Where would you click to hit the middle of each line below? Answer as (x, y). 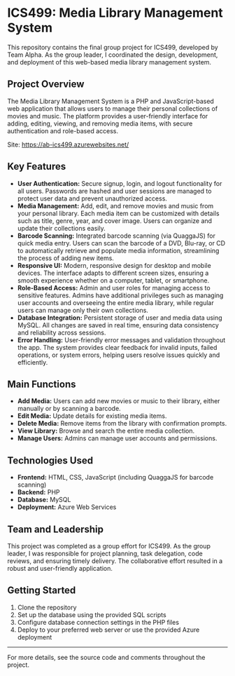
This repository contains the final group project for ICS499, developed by (113, 47)
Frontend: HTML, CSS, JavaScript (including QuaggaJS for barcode (115, 478)
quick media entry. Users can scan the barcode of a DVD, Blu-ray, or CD (121, 243)
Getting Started (42, 590)
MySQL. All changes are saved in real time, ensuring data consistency (118, 325)
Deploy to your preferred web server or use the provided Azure (108, 630)
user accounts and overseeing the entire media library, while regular (116, 302)
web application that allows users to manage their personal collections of (113, 108)
